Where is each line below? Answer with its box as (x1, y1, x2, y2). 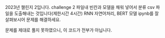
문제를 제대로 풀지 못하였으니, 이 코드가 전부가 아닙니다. (5, 27, 112, 33)
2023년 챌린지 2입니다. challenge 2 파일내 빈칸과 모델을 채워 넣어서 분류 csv (5, 4, 155, 10)
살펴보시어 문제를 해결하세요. (5, 17, 61, 22)
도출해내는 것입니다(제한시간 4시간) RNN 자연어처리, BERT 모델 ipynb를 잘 (14, 10, 159, 16)
